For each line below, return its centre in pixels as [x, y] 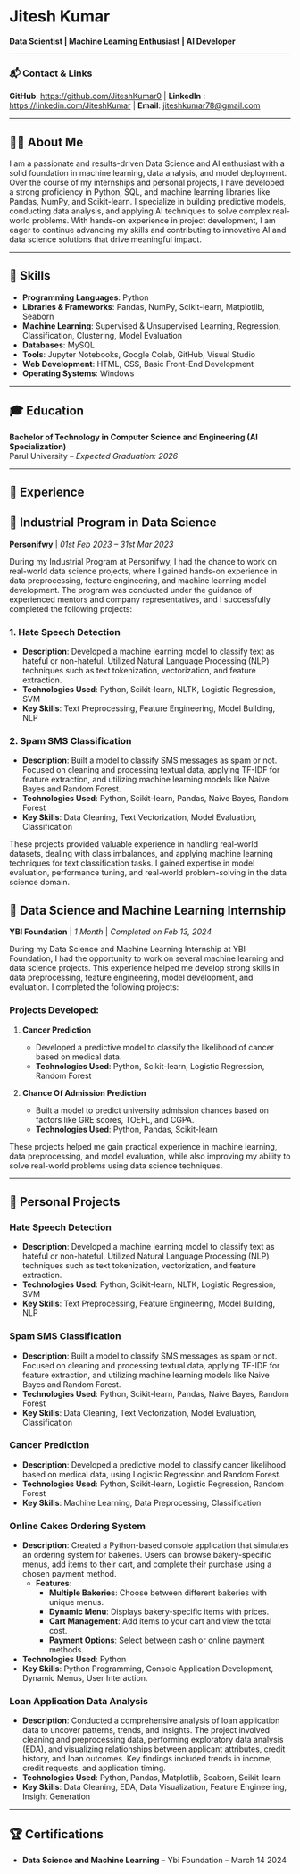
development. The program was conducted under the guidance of [131, 590]
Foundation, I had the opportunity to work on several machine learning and [146, 958]
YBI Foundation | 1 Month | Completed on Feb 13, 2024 [111, 932]
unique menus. [76, 1602]
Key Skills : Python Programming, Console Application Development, [148, 1669]
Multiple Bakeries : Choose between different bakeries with [158, 1593]
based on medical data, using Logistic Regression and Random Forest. [151, 1474]
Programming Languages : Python [85, 297]
